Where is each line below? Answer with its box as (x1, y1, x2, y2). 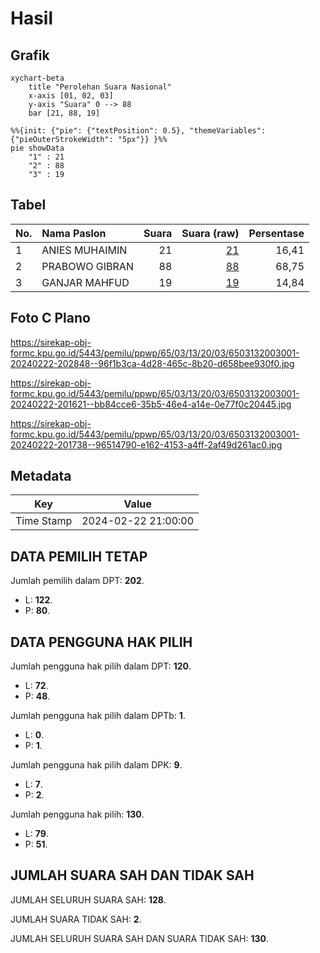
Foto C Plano (10, 310, 91, 327)
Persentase (248, 226, 305, 240)
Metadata (10, 468, 72, 485)
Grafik (10, 47, 50, 64)
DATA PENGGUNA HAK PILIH (10, 633, 193, 651)
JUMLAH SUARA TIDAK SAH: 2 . (10, 913, 142, 925)
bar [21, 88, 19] (28, 108, 101, 118)
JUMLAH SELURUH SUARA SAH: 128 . (10, 893, 167, 906)
